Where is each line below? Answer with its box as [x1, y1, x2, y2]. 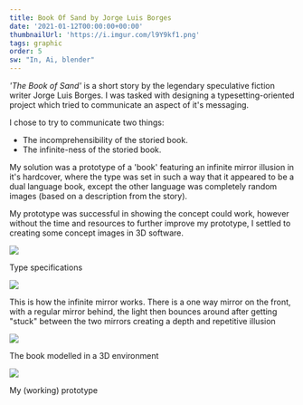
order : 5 [9, 47, 43, 56]
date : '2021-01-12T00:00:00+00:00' [9, 22, 144, 31]
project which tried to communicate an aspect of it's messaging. [9, 100, 250, 110]
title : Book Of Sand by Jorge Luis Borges [9, 13, 172, 23]
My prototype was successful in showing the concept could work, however [9, 208, 289, 218]
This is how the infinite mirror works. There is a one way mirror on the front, [9, 296, 291, 307]
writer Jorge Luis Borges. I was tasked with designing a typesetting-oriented [9, 90, 295, 101]
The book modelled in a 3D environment [9, 351, 159, 361]
